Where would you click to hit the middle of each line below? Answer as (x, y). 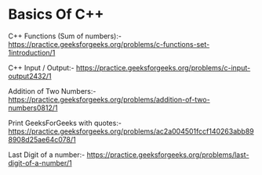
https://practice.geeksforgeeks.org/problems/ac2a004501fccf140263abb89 (131, 131)
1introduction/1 (32, 52)
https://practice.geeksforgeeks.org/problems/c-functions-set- (109, 44)
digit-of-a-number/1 (40, 162)
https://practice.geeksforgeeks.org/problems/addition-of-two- (109, 99)
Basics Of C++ (56, 14)
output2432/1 (30, 76)
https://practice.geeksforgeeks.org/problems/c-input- (163, 67)
